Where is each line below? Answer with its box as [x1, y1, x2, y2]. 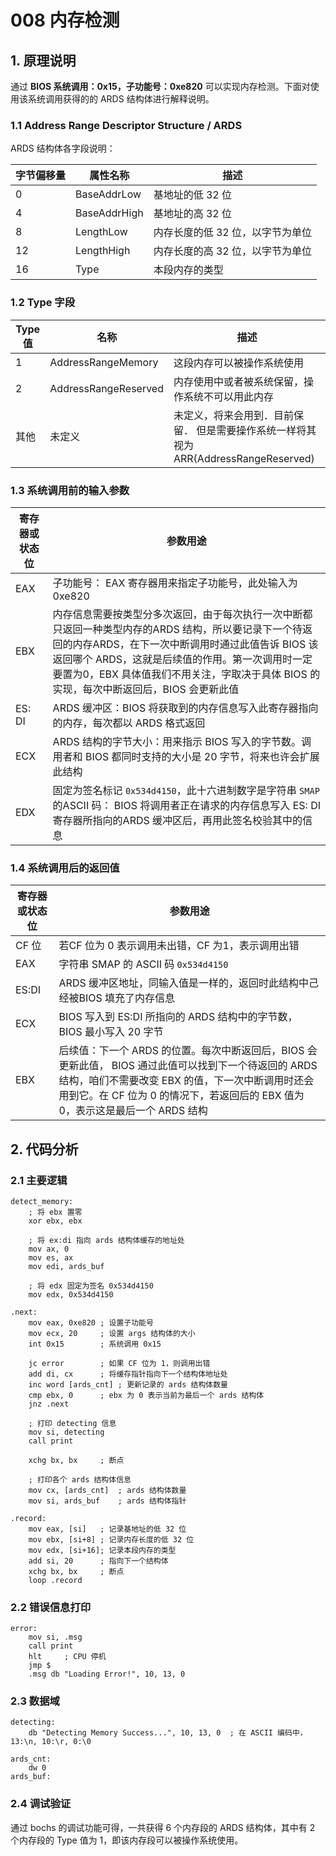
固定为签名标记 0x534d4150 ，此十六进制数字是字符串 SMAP [52, 783, 320, 797]
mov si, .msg [28, 1632, 83, 1643]
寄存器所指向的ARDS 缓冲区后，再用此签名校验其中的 [52, 813, 303, 827]
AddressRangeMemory [49, 355, 159, 369]
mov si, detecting [28, 1427, 105, 1437]
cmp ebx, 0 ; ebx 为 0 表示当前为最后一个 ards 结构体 [28, 1390, 265, 1400]
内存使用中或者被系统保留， [173, 374, 304, 388]
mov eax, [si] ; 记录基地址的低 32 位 [28, 1524, 187, 1534]
